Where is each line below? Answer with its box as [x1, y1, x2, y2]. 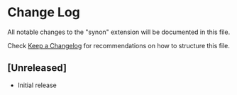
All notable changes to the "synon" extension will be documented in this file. [7, 28, 231, 36]
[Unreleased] [7, 62, 67, 74]
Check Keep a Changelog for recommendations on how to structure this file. [7, 41, 231, 50]
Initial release [17, 81, 57, 89]
